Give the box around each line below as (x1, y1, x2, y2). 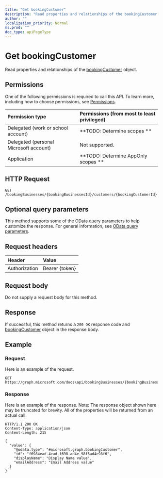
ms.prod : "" (5, 25, 29, 30)
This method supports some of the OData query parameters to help (5, 218, 140, 224)
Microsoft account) (7, 144, 51, 151)
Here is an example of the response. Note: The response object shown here (5, 402, 157, 408)
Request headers (5, 242, 58, 250)
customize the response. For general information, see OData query (5, 223, 139, 229)
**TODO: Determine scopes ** (80, 127, 152, 134)
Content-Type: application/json (5, 426, 70, 431)
